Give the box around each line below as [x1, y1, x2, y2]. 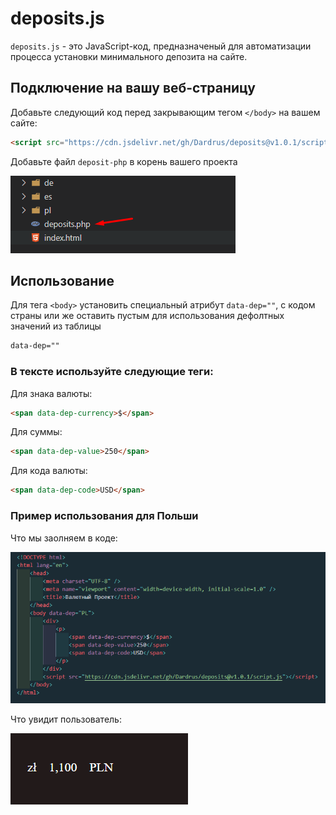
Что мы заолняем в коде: [10, 532, 118, 544]
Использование [10, 273, 115, 290]
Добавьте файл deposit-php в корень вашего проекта [10, 155, 238, 167]
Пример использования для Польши [10, 509, 199, 523]
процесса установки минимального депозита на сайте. [10, 50, 248, 62]
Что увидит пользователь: [10, 713, 122, 726]
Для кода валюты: [10, 465, 88, 477]
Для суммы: [10, 426, 63, 438]
